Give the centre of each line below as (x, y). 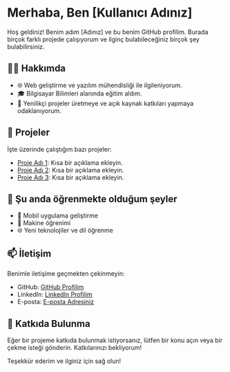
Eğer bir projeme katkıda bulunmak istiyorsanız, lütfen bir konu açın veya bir (115, 340)
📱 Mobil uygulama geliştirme (58, 215)
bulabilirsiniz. (26, 46)
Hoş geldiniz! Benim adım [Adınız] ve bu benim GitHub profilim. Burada (108, 32)
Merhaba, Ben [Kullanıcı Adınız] (100, 13)
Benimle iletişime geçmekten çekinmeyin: (66, 274)
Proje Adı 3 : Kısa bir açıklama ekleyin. (70, 177)
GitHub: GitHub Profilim (50, 287)
